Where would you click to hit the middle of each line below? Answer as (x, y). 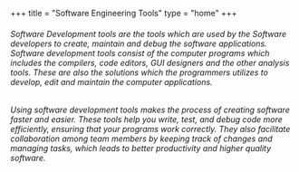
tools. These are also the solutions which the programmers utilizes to (139, 72)
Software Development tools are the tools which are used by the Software (149, 33)
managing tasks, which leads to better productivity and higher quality (141, 148)
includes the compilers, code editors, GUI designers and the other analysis (150, 62)
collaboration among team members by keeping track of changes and (141, 139)
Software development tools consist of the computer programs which (140, 53)
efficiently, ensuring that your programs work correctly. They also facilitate (150, 129)
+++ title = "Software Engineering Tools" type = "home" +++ (124, 13)
